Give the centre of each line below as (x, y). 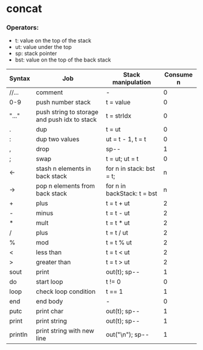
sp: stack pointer (36, 54)
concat (24, 9)
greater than (53, 262)
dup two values (58, 139)
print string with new (65, 331)
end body (50, 302)
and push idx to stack (66, 119)
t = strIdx (118, 116)
